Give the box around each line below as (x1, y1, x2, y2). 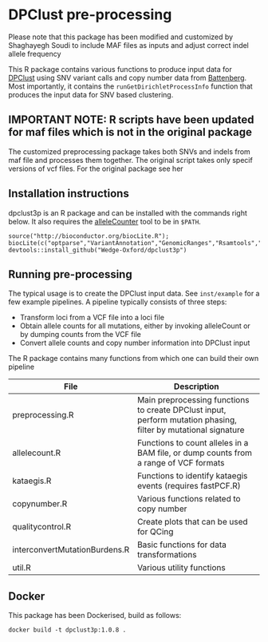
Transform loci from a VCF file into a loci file (19, 313, 165, 323)
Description (174, 381, 219, 392)
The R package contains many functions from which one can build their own (8, 354, 259, 363)
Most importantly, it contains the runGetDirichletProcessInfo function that (8, 81, 253, 91)
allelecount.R (12, 447, 61, 458)
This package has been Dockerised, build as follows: (8, 611, 182, 620)
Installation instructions (8, 187, 129, 200)
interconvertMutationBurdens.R (12, 545, 130, 556)
